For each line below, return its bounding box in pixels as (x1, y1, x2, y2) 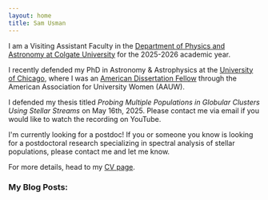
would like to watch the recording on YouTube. (8, 114, 162, 124)
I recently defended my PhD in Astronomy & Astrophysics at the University (8, 65, 254, 74)
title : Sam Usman (8, 19, 66, 27)
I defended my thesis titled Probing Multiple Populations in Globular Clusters (8, 97, 260, 107)
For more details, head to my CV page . (8, 162, 136, 171)
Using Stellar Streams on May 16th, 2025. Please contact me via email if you (8, 105, 260, 116)
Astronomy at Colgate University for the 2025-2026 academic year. (8, 49, 230, 59)
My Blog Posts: (8, 182, 68, 193)
